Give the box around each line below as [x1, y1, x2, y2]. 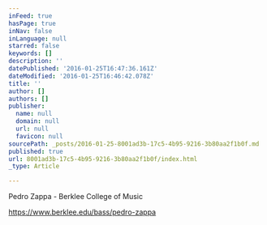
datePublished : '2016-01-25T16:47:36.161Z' [8, 65, 158, 73]
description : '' [8, 57, 63, 66]
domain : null [15, 117, 60, 125]
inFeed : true [8, 11, 53, 20]
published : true [8, 147, 63, 155]
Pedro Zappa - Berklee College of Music [8, 192, 144, 202]
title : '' [8, 79, 42, 87]
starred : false [8, 42, 60, 50]
